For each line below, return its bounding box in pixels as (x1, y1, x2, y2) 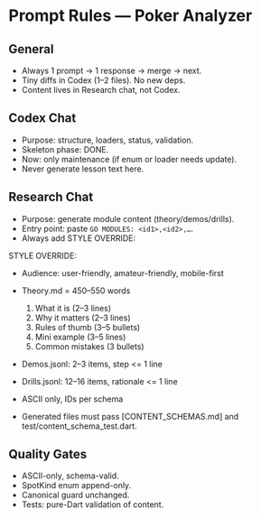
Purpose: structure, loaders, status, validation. (21, 134, 194, 145)
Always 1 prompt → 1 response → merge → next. (21, 65, 202, 76)
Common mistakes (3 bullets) (34, 340, 145, 352)
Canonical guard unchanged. (21, 489, 130, 501)
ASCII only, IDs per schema (21, 394, 124, 404)
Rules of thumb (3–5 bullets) (34, 321, 141, 332)
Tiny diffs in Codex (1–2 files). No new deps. (21, 75, 186, 86)
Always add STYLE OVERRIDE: (21, 232, 136, 244)
